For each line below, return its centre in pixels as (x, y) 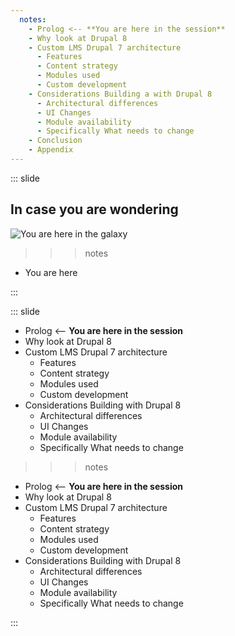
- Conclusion (55, 141)
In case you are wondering (94, 209)
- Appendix (51, 150)
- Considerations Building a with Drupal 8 (120, 94)
